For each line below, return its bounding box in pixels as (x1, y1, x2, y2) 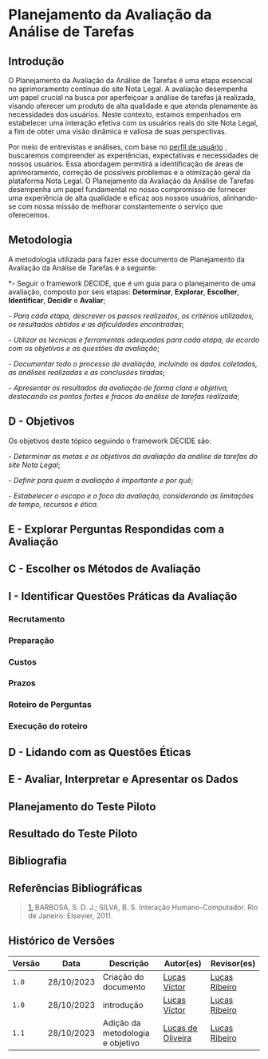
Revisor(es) (210, 957, 256, 969)
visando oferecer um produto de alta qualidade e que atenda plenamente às (8, 102, 258, 110)
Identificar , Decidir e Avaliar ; (8, 295, 106, 305)
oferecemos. (8, 210, 50, 219)
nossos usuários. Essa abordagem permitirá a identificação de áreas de (8, 159, 244, 169)
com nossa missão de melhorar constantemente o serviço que (18, 202, 223, 211)
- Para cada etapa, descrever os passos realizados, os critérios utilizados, (8, 310, 254, 321)
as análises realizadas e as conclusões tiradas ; (8, 367, 165, 377)
